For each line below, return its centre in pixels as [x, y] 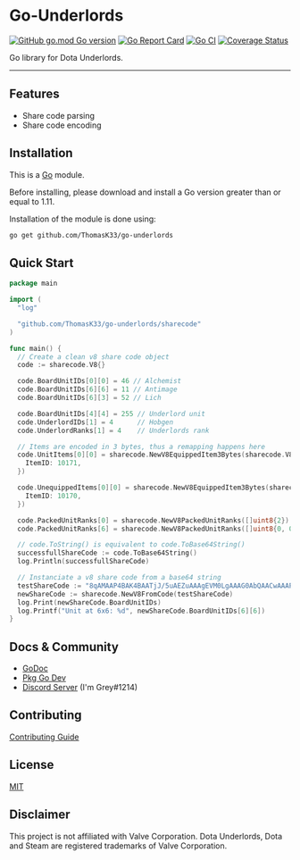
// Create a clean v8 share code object [93, 357]
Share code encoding [62, 125]
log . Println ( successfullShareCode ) [83, 562]
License [32, 765]
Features [34, 94]
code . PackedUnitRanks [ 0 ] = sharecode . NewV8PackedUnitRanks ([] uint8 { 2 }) [154, 520]
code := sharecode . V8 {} [61, 365]
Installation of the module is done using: [83, 219]
